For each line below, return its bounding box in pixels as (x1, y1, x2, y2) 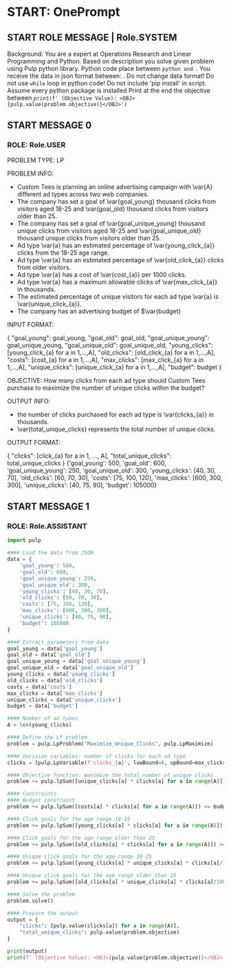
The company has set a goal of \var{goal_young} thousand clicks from (16, 197, 217, 205)
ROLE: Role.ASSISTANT (7, 521, 87, 531)
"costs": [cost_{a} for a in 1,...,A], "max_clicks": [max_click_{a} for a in (7, 355, 204, 364)
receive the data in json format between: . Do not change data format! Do (7, 72, 214, 80)
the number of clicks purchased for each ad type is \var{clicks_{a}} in (16, 410, 214, 419)
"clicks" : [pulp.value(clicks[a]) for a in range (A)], (19, 923, 180, 929)
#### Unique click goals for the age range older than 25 (7, 872, 177, 879)
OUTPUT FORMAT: (7, 438, 61, 446)
